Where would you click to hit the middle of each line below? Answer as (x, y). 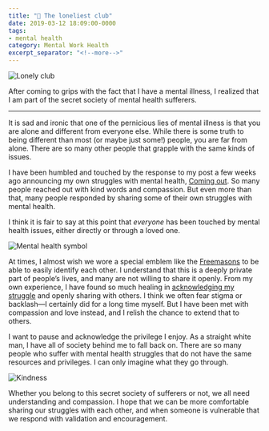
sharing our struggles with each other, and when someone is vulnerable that (134, 410)
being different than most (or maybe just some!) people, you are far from (128, 140)
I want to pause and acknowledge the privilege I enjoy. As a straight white (130, 336)
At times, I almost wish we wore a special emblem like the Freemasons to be (134, 262)
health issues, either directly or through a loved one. (94, 230)
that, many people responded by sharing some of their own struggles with (130, 198)
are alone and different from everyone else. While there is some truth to (126, 131)
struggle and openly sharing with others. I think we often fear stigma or (125, 296)
